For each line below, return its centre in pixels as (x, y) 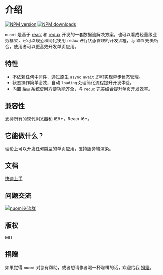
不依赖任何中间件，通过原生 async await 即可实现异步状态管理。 (78, 77)
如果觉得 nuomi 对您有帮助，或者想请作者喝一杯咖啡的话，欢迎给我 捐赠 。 (80, 267)
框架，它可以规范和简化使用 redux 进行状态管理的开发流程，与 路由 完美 (81, 40)
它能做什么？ (25, 136)
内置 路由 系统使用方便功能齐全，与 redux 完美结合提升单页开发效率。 (82, 89)
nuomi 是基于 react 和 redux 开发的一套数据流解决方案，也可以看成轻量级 (79, 34)
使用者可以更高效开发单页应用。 (46, 46)
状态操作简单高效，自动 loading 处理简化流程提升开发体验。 (73, 82)
